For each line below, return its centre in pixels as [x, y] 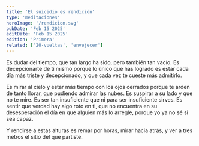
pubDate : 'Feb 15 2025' [36, 29]
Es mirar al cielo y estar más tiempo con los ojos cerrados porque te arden [98, 87]
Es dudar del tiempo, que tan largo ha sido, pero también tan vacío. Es [93, 62]
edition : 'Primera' [31, 40]
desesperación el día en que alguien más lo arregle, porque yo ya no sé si [97, 112]
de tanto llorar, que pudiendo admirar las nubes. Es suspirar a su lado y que [99, 93]
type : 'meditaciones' [33, 17]
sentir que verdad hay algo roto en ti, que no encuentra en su [82, 106]
